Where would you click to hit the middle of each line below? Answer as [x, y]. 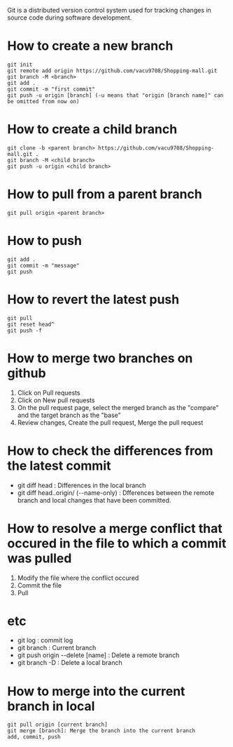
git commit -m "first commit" [51, 89]
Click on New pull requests [56, 400]
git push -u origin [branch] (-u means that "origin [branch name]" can [115, 95]
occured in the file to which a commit [117, 543]
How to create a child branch [92, 130]
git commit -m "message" [43, 265]
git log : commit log [45, 640]
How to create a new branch [90, 46]
